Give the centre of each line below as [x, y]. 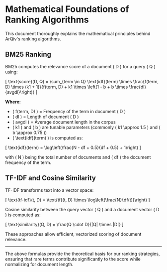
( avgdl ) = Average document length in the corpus [64, 122]
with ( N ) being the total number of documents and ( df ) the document [78, 157]
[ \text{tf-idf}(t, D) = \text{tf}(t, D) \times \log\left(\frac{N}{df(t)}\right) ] [78, 200]
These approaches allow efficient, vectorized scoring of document [73, 234]
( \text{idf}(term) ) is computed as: [47, 137]
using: [11, 72]
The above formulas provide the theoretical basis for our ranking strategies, [83, 254]
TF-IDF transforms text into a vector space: [49, 190]
